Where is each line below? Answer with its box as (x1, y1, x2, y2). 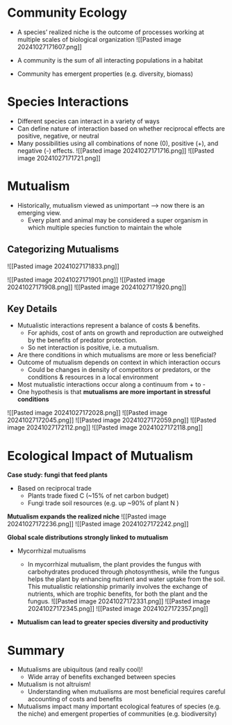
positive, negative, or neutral (17, 131, 99, 140)
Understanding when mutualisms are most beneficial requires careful (27, 687, 226, 696)
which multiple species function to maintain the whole (27, 223, 182, 231)
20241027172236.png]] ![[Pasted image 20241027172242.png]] (7, 520, 189, 528)
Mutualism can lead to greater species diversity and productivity (17, 618, 208, 626)
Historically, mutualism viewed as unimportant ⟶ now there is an (17, 201, 205, 209)
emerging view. (17, 209, 61, 217)
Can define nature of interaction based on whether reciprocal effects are (17, 124, 226, 133)
